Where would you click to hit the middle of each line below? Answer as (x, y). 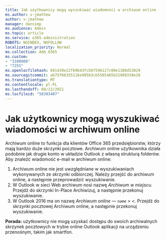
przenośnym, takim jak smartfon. (39, 232)
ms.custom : (17, 56)
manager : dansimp (23, 24)
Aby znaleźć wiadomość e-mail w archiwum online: (58, 159)
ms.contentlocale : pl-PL (31, 84)
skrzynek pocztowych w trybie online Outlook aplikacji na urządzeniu (77, 227)
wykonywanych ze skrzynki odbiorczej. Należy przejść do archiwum (83, 174)
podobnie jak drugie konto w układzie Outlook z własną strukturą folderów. (82, 154)
